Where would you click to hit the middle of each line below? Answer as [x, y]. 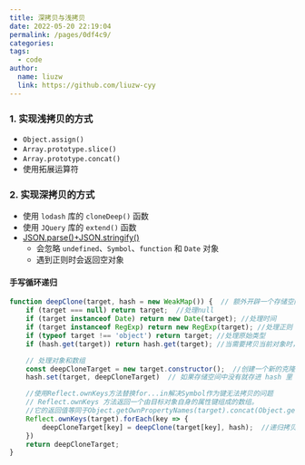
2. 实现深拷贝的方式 [52, 194]
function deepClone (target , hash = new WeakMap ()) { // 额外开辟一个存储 [148, 302]
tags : [20, 52]
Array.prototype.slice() [69, 149]
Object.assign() [53, 140]
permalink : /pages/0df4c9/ [60, 34]
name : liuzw [40, 77]
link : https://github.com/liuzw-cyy [87, 85]
